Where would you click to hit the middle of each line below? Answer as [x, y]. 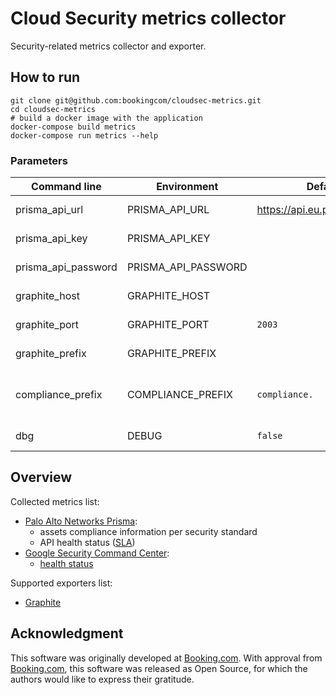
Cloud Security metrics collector [148, 18]
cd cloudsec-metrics [53, 109]
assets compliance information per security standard [148, 531]
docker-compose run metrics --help [84, 135]
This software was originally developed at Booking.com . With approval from [166, 658]
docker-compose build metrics [73, 127]
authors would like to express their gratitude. [102, 679]
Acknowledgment [67, 633]
